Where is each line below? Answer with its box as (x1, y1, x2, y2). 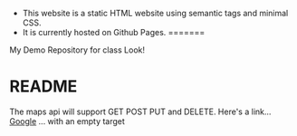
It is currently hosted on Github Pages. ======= (22, 27, 206, 37)
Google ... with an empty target (9, 115, 125, 126)
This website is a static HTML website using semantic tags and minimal (22, 8, 289, 18)
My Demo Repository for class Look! (9, 44, 145, 55)
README (9, 76, 78, 97)
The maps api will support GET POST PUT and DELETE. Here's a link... (9, 106, 272, 117)
